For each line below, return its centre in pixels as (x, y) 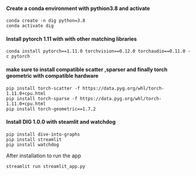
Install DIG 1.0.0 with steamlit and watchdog (61, 122)
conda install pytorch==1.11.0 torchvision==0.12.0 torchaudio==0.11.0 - (99, 51)
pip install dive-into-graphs (43, 134)
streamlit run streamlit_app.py (46, 166)
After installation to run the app (44, 156)
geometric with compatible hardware (52, 76)
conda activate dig (30, 26)
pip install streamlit (34, 139)
